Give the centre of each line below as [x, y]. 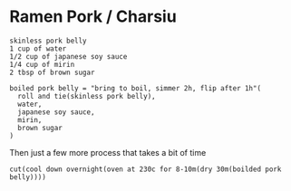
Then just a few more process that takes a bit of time [108, 152]
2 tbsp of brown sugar [52, 72]
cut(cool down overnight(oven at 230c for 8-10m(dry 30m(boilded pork [145, 169]
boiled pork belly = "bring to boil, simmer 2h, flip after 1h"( [135, 88]
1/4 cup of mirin [42, 64]
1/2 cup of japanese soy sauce [68, 56]
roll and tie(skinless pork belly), [87, 96]
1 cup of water [38, 48]
